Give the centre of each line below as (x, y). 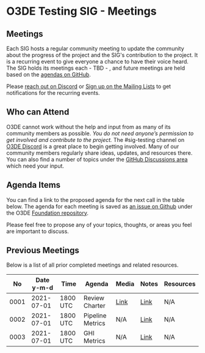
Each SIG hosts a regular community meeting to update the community (95, 48)
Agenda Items (34, 185)
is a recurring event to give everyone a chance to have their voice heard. (98, 61)
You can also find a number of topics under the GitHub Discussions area (97, 159)
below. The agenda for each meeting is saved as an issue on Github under (99, 206)
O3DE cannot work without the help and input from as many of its (88, 127)
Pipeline (95, 316)
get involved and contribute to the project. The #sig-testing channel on (95, 139)
